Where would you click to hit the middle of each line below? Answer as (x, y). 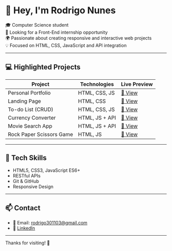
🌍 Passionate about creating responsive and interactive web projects (79, 38)
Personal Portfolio (29, 93)
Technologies (97, 84)
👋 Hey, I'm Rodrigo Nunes (61, 10)
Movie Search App (30, 126)
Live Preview (137, 84)
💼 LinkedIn (24, 228)
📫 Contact (23, 208)
